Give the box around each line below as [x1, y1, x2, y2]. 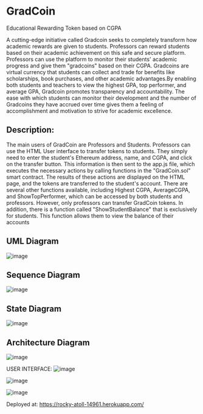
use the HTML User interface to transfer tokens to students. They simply [6, 147, 188, 154]
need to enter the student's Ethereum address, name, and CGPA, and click [6, 154, 193, 161]
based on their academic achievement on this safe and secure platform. [6, 49, 187, 56]
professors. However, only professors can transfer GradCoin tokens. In [6, 199, 184, 206]
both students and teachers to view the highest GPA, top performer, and [6, 81, 187, 89]
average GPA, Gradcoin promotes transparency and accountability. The [6, 88, 185, 95]
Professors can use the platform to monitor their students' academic [6, 55, 177, 63]
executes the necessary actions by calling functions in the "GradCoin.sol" [6, 167, 191, 174]
